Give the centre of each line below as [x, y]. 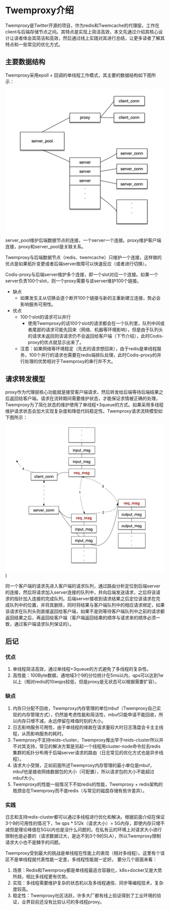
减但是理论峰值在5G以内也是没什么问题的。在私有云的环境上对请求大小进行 [83, 830]
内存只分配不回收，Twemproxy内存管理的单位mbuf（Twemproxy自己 [84, 708]
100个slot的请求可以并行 [45, 317]
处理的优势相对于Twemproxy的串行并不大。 [70, 361]
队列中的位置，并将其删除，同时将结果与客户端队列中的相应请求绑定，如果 [87, 605]
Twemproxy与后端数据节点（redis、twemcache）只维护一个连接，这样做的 [83, 258]
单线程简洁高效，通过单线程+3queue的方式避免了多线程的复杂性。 [82, 669]
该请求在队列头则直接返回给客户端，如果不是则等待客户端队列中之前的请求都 [85, 611]
